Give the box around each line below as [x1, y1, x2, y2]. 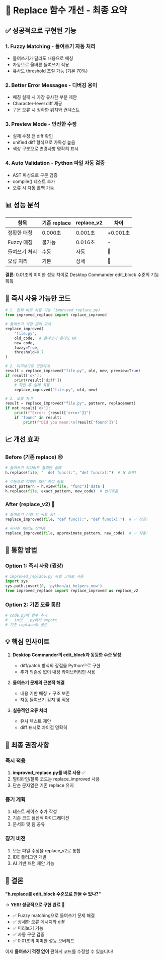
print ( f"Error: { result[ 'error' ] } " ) [14, 410, 92, 416]
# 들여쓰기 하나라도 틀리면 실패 [5, 466, 62, 471]
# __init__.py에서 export [5, 617, 58, 622]
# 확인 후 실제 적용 [14, 382, 50, 387]
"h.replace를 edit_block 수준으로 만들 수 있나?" [5, 891, 101, 897]
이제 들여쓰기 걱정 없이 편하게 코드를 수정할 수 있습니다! [5, 948, 114, 954]
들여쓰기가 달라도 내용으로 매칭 [12, 55, 73, 61]
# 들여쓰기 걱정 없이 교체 [5, 322, 51, 327]
